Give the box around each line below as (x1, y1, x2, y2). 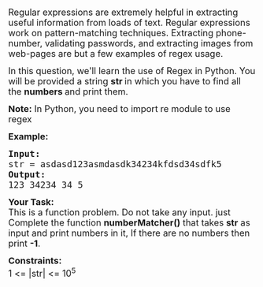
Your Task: (8, 196, 54, 207)
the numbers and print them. (8, 86, 128, 97)
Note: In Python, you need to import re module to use (8, 103, 231, 114)
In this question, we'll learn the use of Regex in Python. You (8, 65, 256, 76)
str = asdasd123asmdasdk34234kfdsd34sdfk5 (8, 158, 222, 170)
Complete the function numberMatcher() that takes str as (8, 217, 250, 228)
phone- (215, 28, 246, 39)
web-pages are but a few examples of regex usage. (8, 48, 224, 59)
